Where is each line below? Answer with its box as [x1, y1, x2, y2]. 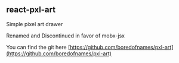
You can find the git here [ [6, 43, 70, 51]
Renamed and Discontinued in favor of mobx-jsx [6, 32, 125, 39]
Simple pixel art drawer [6, 20, 63, 27]
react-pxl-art [6, 5, 55, 15]
